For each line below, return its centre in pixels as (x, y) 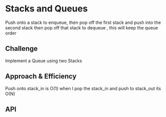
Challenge (21, 49)
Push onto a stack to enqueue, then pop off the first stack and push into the (83, 22)
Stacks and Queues (46, 9)
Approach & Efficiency (41, 76)
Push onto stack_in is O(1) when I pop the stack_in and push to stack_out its (83, 88)
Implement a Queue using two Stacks (44, 61)
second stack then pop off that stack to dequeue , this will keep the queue (82, 27)
